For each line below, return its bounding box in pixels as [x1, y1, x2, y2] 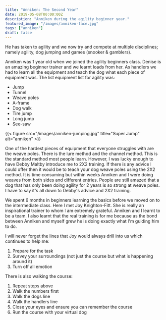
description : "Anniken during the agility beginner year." [5, 16, 130, 21]
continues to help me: [5, 238, 50, 244]
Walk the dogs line [12, 293, 51, 299]
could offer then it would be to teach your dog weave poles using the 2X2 [5, 166, 156, 172]
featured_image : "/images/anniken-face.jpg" [5, 21, 99, 26]
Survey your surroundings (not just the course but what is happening [12, 253, 154, 259]
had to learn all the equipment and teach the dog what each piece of [5, 69, 145, 75]
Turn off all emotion [12, 264, 53, 269]
